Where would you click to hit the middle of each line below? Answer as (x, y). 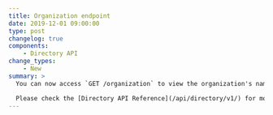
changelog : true (36, 38)
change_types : (32, 62)
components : (28, 46)
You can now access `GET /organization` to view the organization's (134, 83)
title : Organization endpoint (60, 16)
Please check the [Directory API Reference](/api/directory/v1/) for (136, 98)
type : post (27, 31)
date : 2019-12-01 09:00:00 (54, 23)
